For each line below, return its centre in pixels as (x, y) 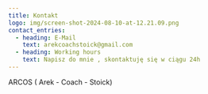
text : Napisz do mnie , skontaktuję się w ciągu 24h (112, 60)
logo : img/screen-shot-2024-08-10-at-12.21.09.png (94, 23)
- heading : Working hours (58, 52)
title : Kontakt (33, 15)
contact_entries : (37, 30)
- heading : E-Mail (46, 38)
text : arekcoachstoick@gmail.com (78, 45)
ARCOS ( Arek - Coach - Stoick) (60, 82)
